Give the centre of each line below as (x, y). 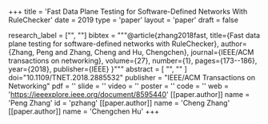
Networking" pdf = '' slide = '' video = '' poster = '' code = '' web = (119, 86)
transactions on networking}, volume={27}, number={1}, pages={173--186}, (133, 60)
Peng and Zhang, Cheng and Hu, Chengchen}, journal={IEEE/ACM (145, 52)
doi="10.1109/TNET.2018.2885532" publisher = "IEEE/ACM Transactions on (132, 77)
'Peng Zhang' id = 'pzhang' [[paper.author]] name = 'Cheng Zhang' (119, 103)
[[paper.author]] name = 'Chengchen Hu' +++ (84, 111)
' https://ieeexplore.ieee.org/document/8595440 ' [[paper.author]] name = (129, 94)
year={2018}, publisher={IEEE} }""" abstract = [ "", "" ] (98, 69)
